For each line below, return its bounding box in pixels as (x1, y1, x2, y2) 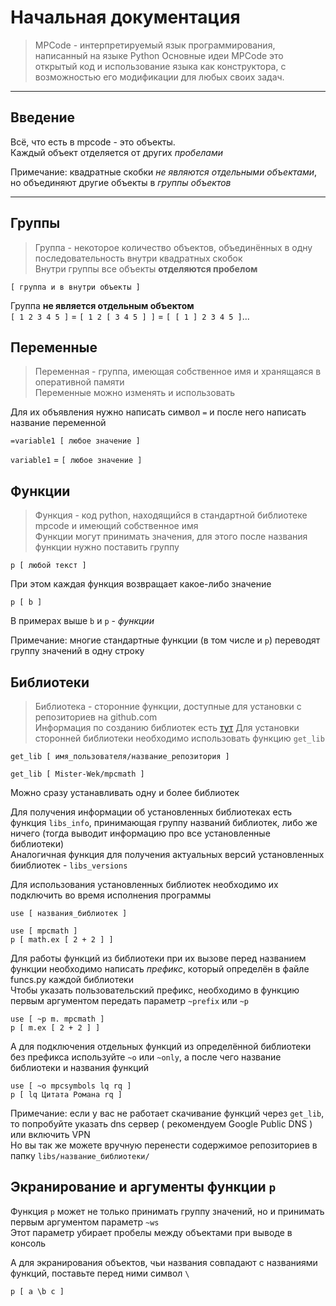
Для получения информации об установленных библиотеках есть (10, 806, 293, 818)
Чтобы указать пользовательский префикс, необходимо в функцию (10, 984, 300, 996)
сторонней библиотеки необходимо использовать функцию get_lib (34, 732, 325, 744)
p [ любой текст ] (10, 561, 87, 571)
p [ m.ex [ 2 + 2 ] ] (10, 1023, 101, 1033)
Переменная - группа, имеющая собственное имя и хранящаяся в (34, 366, 322, 378)
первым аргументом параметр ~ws (10, 1216, 160, 1228)
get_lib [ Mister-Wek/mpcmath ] (10, 769, 145, 779)
